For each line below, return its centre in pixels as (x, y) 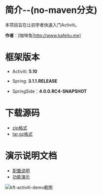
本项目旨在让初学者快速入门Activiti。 (42, 25)
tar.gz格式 (22, 134)
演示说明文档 (31, 156)
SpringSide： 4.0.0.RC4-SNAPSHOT (50, 91)
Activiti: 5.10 (25, 71)
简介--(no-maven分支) (51, 10)
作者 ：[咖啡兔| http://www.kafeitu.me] (43, 35)
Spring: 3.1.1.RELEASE (35, 81)
